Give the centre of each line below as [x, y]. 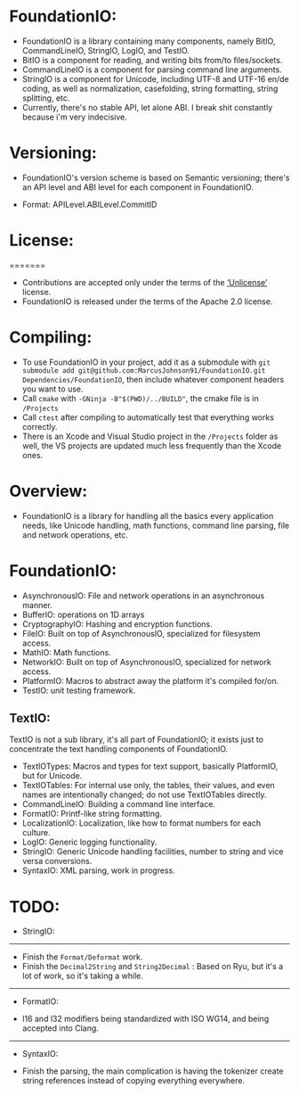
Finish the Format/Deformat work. [82, 957]
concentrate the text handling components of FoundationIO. [119, 749]
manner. [37, 605]
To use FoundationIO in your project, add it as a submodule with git [146, 362]
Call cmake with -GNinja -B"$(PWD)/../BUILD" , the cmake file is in [141, 398]
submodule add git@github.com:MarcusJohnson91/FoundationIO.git [144, 370]
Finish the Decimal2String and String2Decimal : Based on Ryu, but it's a [153, 967]
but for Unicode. [52, 776]
